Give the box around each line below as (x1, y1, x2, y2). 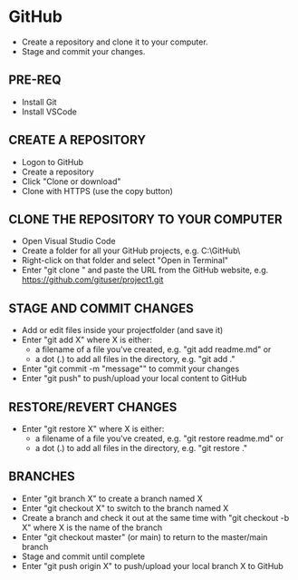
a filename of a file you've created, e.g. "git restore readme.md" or (34, 433, 284, 444)
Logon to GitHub (21, 156, 83, 167)
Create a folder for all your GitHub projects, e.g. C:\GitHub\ (21, 245, 241, 256)
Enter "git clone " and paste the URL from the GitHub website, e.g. (21, 265, 269, 276)
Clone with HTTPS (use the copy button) (21, 185, 174, 196)
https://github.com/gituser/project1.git (21, 274, 164, 285)
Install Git (21, 96, 57, 107)
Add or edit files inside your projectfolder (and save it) (21, 325, 224, 336)
